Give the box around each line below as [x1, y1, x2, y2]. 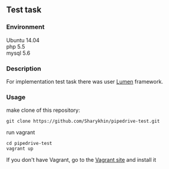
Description [6, 64, 41, 73]
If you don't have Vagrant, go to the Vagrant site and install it [6, 156, 156, 164]
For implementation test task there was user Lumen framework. [6, 78, 164, 85]
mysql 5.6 [6, 49, 31, 57]
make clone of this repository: [6, 106, 81, 114]
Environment [6, 23, 45, 31]
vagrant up [6, 146, 34, 152]
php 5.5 [6, 43, 25, 50]
